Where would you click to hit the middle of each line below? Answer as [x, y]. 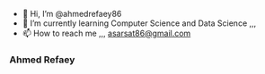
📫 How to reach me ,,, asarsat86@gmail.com [106, 33]
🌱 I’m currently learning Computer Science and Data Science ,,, [139, 23]
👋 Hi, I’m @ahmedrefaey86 [72, 14]
